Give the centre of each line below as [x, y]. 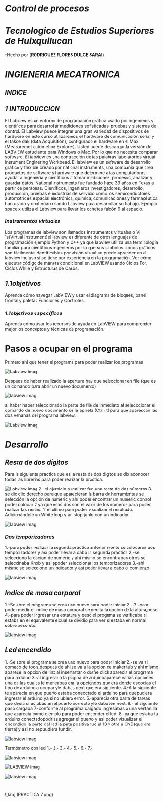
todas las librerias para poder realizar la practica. [54, 479]
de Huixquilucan [39, 41]
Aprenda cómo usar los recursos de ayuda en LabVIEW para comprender [78, 323]
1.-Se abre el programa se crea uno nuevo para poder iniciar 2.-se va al [77, 662]
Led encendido [28, 650]
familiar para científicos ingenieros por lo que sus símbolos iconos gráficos [80, 247]
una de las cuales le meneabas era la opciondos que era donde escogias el [81, 683]
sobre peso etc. [21, 625]
